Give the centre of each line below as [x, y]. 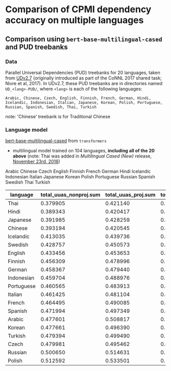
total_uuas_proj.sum [130, 195]
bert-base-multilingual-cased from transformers [56, 141]
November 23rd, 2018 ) [36, 162]
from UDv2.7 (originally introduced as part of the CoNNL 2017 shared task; [83, 78]
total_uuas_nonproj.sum [70, 195]
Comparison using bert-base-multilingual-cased [84, 39]
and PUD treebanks [36, 47]
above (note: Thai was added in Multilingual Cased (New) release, [82, 156]
